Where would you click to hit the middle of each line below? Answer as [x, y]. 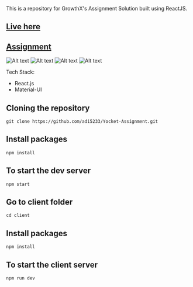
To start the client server [52, 264]
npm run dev [20, 278]
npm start [18, 184]
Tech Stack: [20, 72]
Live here [23, 27]
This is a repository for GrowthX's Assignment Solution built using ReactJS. [97, 8]
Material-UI [28, 89]
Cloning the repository [48, 108]
